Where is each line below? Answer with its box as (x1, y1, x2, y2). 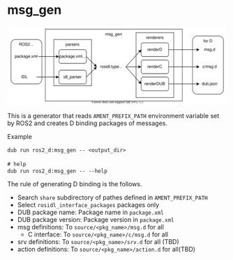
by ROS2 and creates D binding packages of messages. (7, 119, 168, 127)
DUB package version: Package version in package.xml (17, 215, 174, 224)
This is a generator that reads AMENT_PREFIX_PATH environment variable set (7, 111, 220, 120)
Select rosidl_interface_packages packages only (17, 200, 160, 209)
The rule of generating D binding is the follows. (7, 179, 142, 188)
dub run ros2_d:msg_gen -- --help (7, 168, 108, 174)
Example (7, 132, 33, 140)
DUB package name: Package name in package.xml (17, 208, 164, 216)
